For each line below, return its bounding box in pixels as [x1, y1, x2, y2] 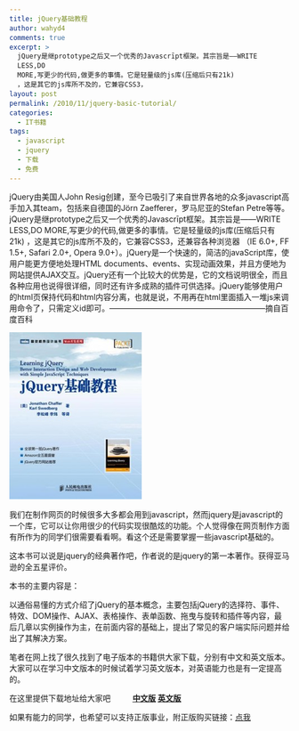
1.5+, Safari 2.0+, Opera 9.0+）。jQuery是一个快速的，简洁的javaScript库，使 [9, 247, 289, 257]
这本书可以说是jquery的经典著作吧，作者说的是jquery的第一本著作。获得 [9, 550, 274, 561]
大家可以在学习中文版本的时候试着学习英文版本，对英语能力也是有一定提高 [9, 662, 282, 673]
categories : [9, 108, 53, 118]
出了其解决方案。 [9, 632, 72, 643]
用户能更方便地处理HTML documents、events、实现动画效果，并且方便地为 [9, 258, 287, 269]
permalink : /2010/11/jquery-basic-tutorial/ [9, 99, 177, 108]
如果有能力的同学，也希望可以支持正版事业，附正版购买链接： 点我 [9, 711, 251, 722]
